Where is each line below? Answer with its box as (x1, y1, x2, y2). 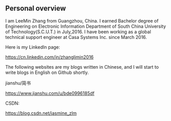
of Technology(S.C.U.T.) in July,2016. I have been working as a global (5, 28, 152, 35)
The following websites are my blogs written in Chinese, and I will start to (5, 64, 159, 70)
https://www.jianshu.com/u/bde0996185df (5, 90, 94, 96)
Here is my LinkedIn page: (5, 44, 60, 50)
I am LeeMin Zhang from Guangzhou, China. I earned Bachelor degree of (5, 17, 159, 24)
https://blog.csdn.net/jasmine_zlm (5, 110, 77, 116)
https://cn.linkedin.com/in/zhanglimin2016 (5, 54, 94, 60)
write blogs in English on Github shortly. (5, 69, 89, 75)
